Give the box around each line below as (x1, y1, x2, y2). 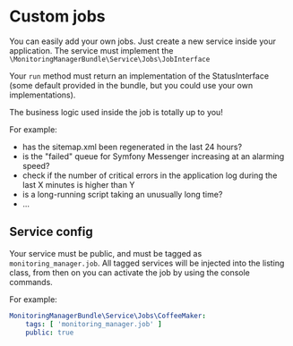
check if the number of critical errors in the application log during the (22, 170, 278, 181)
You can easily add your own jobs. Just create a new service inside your (9, 36, 276, 46)
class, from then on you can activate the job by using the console (9, 266, 251, 278)
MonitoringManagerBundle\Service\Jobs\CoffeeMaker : (9, 311, 206, 320)
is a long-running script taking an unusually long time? (22, 189, 223, 199)
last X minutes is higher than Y (22, 179, 135, 190)
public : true (25, 328, 74, 337)
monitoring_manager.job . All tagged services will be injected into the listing (9, 257, 285, 268)
